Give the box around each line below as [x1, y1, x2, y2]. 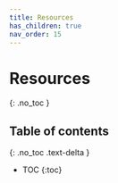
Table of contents [9, 123, 109, 138]
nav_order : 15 [9, 29, 63, 38]
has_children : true [9, 21, 82, 30]
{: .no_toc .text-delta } [9, 147, 90, 158]
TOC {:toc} [21, 164, 63, 175]
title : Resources [9, 12, 74, 22]
